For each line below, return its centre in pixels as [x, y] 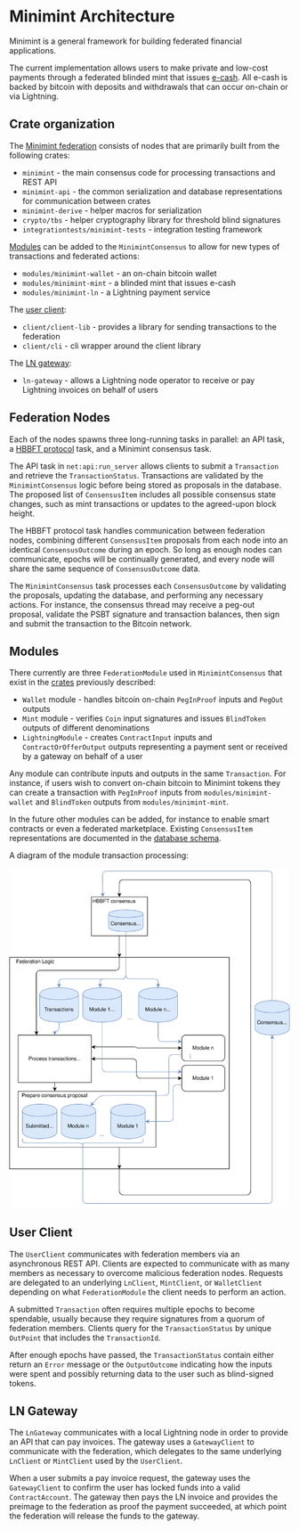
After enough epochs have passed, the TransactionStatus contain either [141, 1354]
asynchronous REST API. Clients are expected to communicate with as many [149, 1264]
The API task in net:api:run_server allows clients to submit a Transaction [144, 466]
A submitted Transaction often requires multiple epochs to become [132, 1309]
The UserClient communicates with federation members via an [125, 1254]
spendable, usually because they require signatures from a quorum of [137, 1318]
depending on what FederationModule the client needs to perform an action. [148, 1292]
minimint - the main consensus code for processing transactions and [149, 172]
